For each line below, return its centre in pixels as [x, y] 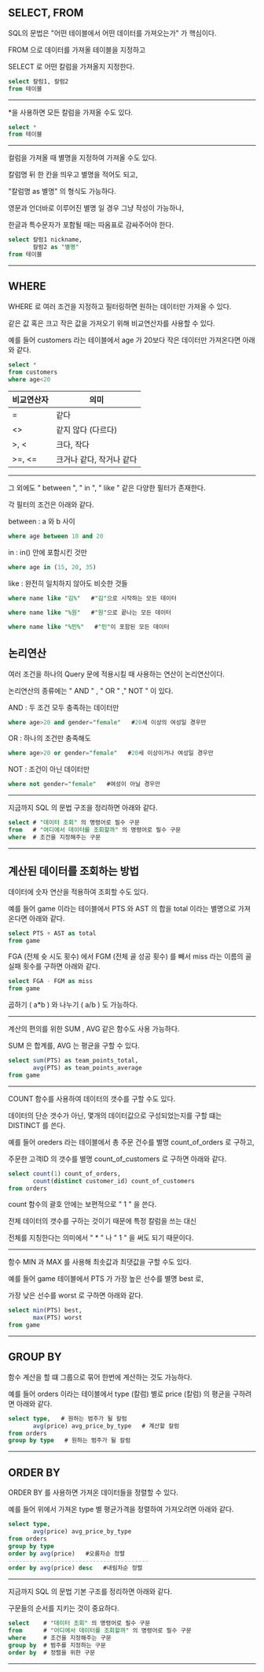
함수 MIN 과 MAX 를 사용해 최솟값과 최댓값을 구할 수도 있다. [100, 1262]
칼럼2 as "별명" [56, 248]
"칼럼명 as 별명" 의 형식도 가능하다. [62, 192]
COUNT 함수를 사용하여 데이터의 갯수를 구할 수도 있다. [92, 1098]
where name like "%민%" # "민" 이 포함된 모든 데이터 [89, 627]
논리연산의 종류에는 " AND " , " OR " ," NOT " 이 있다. [91, 691]
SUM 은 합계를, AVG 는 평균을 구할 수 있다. [74, 1046]
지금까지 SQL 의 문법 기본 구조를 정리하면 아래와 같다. [90, 1592]
